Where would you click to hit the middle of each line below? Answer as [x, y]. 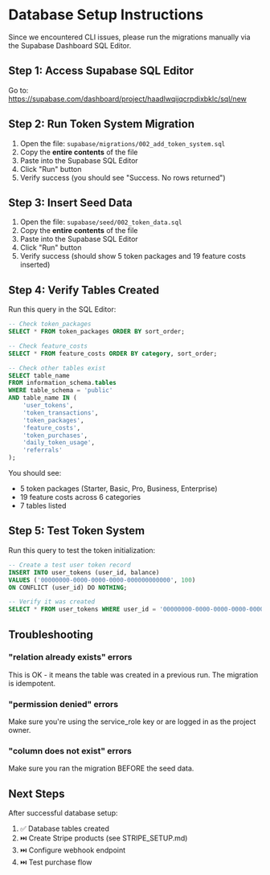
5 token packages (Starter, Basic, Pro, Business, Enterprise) [119, 489]
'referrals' [43, 450]
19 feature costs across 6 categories [80, 497]
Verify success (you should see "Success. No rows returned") [123, 178]
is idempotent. [32, 683]
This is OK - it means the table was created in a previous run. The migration [133, 675]
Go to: [18, 90]
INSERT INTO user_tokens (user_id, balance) [84, 572]
